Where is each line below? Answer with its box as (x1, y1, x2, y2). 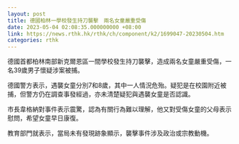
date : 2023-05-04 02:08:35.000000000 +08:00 (7, 23, 142, 31)
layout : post (7, 10, 46, 18)
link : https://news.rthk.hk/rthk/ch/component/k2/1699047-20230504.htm (7, 30, 224, 38)
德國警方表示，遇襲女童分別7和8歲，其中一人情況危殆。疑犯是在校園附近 (7, 81, 221, 89)
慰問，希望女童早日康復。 (7, 114, 83, 123)
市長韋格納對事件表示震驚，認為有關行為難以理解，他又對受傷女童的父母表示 (7, 105, 232, 113)
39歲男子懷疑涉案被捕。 (13, 66, 84, 74)
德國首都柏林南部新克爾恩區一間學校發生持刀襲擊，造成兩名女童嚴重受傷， (7, 57, 225, 66)
